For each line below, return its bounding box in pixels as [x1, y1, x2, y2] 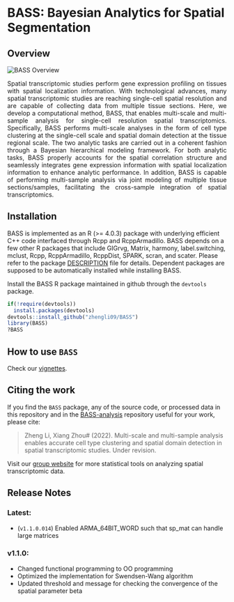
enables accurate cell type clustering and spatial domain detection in [24, 438, 222, 447]
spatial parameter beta [17, 587, 83, 595]
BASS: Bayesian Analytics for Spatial [7, 5, 225, 21]
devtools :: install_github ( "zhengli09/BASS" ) [7, 314, 139, 321]
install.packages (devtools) [13, 307, 95, 314]
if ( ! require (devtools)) [7, 300, 77, 307]
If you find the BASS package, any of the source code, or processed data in [7, 403, 221, 411]
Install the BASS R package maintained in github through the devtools [7, 279, 207, 288]
